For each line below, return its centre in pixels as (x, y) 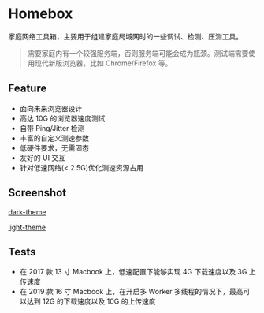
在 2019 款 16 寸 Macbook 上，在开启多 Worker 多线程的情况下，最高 (131, 292)
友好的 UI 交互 (42, 158)
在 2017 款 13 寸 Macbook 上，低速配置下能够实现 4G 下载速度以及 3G (133, 272)
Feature (28, 89)
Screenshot (37, 193)
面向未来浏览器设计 (51, 108)
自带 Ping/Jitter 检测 (52, 128)
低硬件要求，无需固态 (54, 147)
